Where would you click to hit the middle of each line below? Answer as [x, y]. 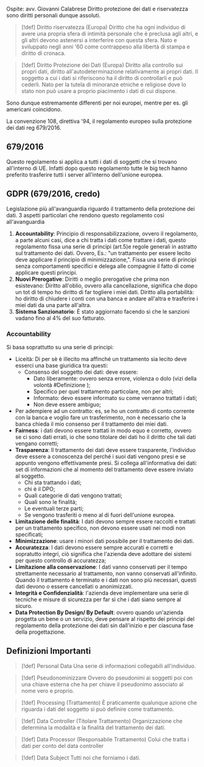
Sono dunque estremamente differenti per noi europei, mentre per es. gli [97, 103]
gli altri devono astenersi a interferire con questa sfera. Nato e [99, 40]
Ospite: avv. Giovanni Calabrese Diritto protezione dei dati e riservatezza [97, 9]
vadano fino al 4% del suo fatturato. [60, 318]
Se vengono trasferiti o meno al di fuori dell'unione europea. [100, 515]
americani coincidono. [34, 109]
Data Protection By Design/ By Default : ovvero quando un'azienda [99, 612]
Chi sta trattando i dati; [53, 482]
